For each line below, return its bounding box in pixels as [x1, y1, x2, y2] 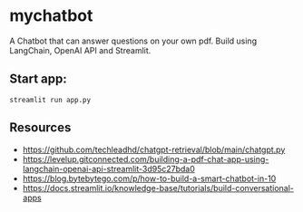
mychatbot [9, 5, 93, 26]
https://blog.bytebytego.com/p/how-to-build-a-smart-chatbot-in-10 [22, 173, 277, 184]
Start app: [9, 72, 68, 87]
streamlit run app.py [9, 95, 92, 104]
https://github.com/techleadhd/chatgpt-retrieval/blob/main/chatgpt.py [22, 144, 286, 155]
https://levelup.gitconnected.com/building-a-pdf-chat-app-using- [22, 153, 269, 164]
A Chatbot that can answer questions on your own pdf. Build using [9, 35, 257, 46]
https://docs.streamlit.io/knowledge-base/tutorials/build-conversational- [22, 182, 295, 193]
